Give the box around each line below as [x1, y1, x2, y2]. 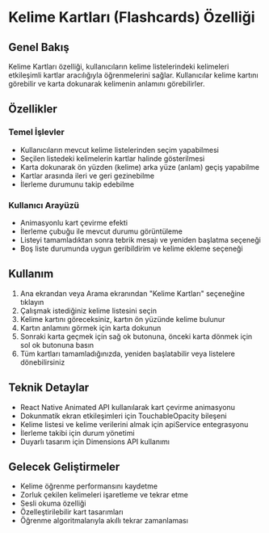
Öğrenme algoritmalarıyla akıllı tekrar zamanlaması [19, 516, 188, 526]
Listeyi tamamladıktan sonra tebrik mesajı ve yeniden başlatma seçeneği [19, 235, 261, 244]
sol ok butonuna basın [19, 340, 95, 349]
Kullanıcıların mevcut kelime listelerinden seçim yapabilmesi [19, 145, 220, 154]
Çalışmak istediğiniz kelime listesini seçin [19, 306, 158, 315]
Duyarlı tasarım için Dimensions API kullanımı [19, 437, 170, 446]
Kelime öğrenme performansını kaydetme [19, 481, 158, 491]
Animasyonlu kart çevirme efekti [19, 218, 128, 227]
